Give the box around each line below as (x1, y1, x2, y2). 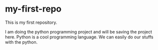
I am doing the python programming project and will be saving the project (5, 29, 152, 34)
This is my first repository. (5, 19, 57, 25)
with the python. (5, 39, 38, 45)
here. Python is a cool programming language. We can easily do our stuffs (5, 34, 154, 40)
